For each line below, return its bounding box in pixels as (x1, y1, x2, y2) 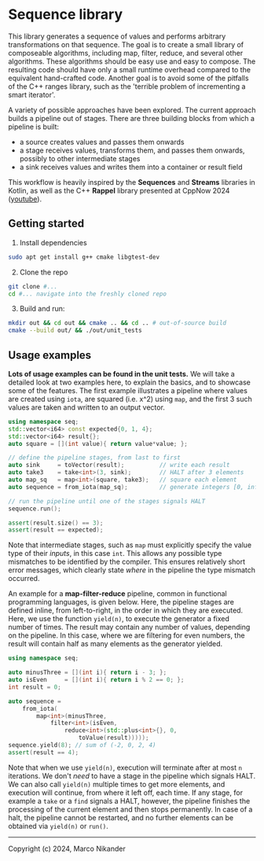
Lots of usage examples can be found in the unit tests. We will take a (8, 369, 236, 378)
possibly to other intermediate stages (19, 153, 141, 163)
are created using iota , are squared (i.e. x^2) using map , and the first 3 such (8, 394, 253, 403)
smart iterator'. (8, 90, 56, 99)
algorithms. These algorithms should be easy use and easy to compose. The (8, 57, 256, 66)
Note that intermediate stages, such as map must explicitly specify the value (8, 540, 252, 550)
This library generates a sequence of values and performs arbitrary (8, 31, 226, 41)
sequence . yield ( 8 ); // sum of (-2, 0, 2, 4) (8, 741, 156, 749)
